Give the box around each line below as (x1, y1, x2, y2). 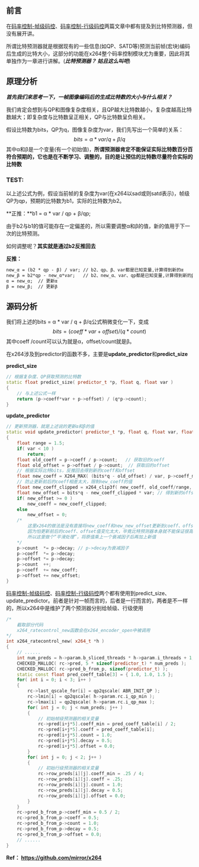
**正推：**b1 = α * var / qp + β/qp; (6, 209, 91, 217)
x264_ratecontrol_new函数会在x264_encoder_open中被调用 (17, 627, 150, 633)
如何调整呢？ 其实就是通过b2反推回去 (6, 242, 96, 249)
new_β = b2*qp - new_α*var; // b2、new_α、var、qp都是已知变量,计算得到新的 (6, 272, 192, 278)
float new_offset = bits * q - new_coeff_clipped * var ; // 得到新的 (17, 490, 184, 496)
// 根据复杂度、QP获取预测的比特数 (6, 374, 82, 380)
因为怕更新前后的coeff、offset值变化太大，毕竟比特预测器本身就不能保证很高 (27, 529, 194, 535)
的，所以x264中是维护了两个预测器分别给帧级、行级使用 (6, 604, 143, 611)
